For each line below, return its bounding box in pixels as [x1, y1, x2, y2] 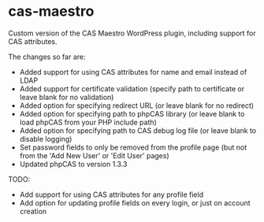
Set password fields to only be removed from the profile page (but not [19, 142, 247, 152]
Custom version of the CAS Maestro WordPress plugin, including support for [8, 28, 256, 38]
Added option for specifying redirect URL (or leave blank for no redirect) [19, 101, 255, 110]
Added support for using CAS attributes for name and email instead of [19, 67, 247, 76]
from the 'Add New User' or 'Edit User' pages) [19, 150, 169, 160]
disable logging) [19, 134, 73, 143]
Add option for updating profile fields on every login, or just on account [19, 198, 251, 207]
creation [19, 206, 47, 216]
